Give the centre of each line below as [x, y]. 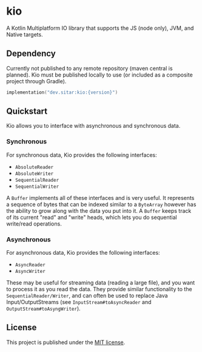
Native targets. [25, 34]
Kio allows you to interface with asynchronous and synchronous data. [93, 126]
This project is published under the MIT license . [66, 342]
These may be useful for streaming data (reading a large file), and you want [101, 283]
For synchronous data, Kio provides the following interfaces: [82, 155]
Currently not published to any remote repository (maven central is [89, 68]
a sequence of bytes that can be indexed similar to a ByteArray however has [101, 204]
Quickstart [27, 112]
